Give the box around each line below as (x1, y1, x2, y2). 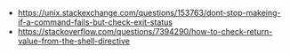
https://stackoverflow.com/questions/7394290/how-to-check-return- (17, 27, 273, 36)
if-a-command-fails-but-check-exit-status (17, 17, 173, 27)
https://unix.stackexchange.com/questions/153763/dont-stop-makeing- (17, 8, 282, 18)
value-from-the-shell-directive (17, 35, 131, 46)
